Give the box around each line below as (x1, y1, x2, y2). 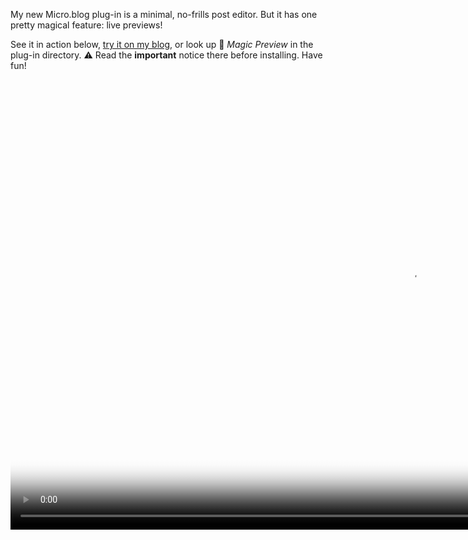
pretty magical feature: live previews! (10, 19, 163, 31)
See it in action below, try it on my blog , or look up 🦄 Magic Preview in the (10, 39, 314, 50)
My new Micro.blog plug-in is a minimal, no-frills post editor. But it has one (10, 9, 318, 20)
